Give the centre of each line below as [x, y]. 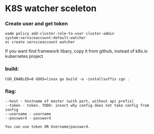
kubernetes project [24, 56]
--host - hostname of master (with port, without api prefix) [69, 101]
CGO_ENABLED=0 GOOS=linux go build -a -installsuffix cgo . [67, 79]
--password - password [28, 118]
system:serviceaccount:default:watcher [46, 38]
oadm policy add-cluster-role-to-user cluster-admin [60, 34]
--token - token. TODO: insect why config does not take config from [77, 106]
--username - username [28, 114]
